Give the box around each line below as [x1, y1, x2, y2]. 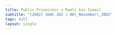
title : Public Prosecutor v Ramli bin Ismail [5, 7, 101, 12]
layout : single [5, 21, 37, 26]
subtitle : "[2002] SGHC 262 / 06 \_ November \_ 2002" [5, 12, 113, 17]
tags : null [5, 16, 28, 21]
